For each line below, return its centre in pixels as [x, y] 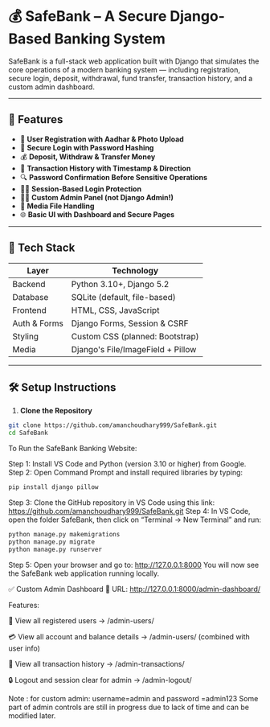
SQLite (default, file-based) [123, 297]
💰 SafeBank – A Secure [88, 16]
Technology [135, 270]
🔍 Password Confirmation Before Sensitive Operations [113, 177]
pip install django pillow [53, 487]
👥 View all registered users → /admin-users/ [82, 620]
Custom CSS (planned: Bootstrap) [135, 336]
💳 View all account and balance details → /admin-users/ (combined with [129, 636]
